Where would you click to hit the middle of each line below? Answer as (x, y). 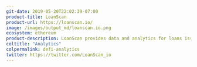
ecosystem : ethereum (31, 33)
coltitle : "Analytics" (34, 44)
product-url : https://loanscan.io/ (50, 22)
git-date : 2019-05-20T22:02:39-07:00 (52, 11)
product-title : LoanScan (36, 17)
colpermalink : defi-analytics (43, 50)
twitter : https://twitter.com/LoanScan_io (59, 55)
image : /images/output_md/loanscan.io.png (59, 28)
